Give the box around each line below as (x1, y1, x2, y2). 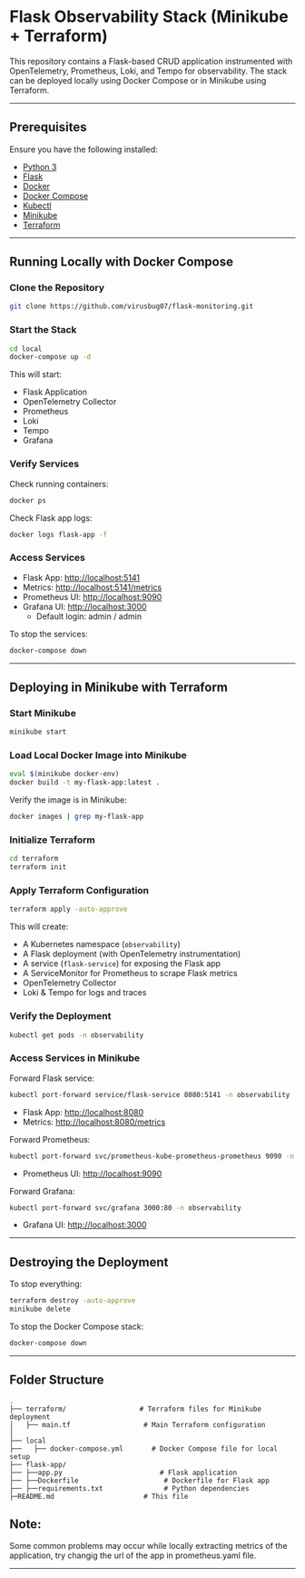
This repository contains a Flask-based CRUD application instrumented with (9, 55, 293, 66)
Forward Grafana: (9, 1185, 75, 1196)
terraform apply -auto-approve (9, 904, 128, 914)
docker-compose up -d (9, 353, 92, 362)
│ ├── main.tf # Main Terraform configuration (9, 1420, 266, 1429)
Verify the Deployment (9, 1010, 112, 1023)
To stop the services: (9, 628, 88, 639)
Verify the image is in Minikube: (9, 794, 127, 805)
